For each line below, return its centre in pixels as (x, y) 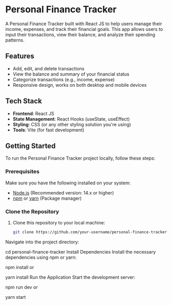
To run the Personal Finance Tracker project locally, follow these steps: (80, 158)
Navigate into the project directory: (42, 242)
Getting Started (31, 146)
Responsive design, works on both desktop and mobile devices (80, 85)
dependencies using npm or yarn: (41, 257)
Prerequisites (22, 171)
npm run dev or (22, 287)
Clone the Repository (32, 212)
